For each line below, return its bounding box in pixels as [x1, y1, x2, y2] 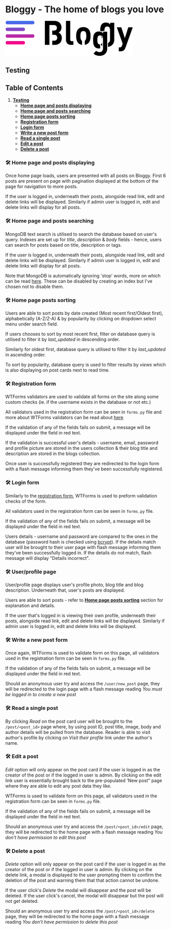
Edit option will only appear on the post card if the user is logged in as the [5, 766, 160, 772]
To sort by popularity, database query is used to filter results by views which [5, 362, 166, 368]
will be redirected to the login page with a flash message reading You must [5, 686, 162, 692]
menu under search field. [5, 321, 58, 327]
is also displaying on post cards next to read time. [5, 367, 110, 373]
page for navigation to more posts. [5, 183, 78, 190]
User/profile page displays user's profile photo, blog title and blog [5, 581, 144, 588]
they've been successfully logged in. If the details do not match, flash [5, 549, 152, 556]
